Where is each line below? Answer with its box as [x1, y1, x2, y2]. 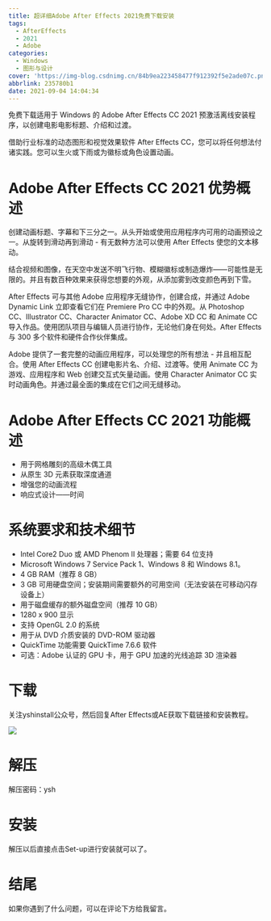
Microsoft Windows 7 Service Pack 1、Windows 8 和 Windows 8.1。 [19, 559, 245, 570]
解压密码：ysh [8, 784, 56, 794]
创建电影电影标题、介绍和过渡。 [29, 120, 135, 130]
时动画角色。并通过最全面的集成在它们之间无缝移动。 [8, 380, 186, 389]
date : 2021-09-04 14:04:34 [8, 86, 99, 95]
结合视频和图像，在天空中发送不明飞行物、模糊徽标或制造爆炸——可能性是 [8, 264, 256, 275]
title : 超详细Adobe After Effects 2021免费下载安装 [8, 11, 175, 20]
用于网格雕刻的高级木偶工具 [19, 460, 113, 469]
